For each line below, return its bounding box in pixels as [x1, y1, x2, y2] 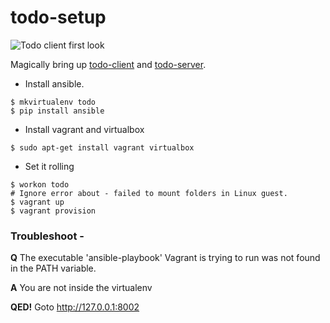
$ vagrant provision [10, 206, 97, 216]
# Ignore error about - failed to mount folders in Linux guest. [10, 188, 288, 198]
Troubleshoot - [10, 229, 85, 243]
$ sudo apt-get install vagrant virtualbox [10, 142, 195, 153]
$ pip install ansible [10, 106, 105, 116]
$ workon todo [10, 179, 70, 190]
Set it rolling [24, 160, 75, 172]
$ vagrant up [10, 197, 65, 207]
